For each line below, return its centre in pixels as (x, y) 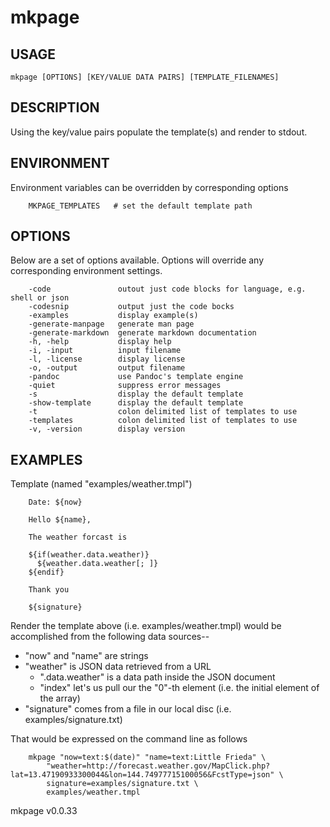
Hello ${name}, (60, 520)
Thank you (49, 590)
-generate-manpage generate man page (111, 324)
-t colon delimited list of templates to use (163, 412)
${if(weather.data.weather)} (89, 555)
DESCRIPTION (55, 107)
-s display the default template (136, 394)
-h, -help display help (100, 342)
